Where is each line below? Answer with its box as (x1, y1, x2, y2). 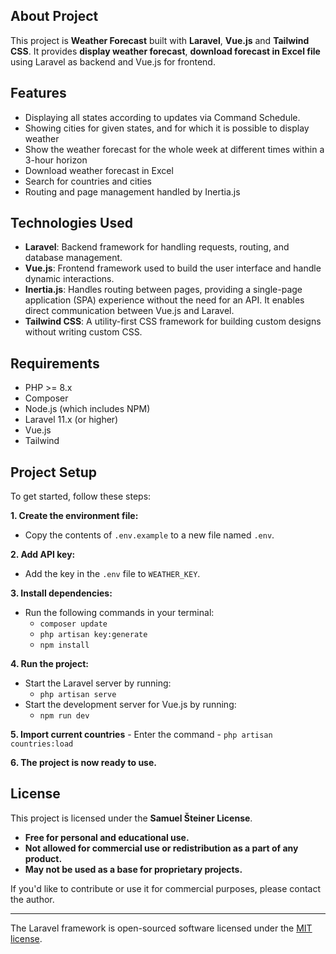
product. (24, 852, 63, 864)
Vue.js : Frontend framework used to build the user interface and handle (24, 262, 322, 274)
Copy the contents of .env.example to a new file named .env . (24, 529, 275, 541)
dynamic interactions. (24, 273, 115, 285)
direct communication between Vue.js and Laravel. (24, 305, 235, 317)
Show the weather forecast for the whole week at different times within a (24, 143, 325, 155)
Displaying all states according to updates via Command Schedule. (24, 111, 301, 123)
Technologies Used (10, 215, 133, 232)
